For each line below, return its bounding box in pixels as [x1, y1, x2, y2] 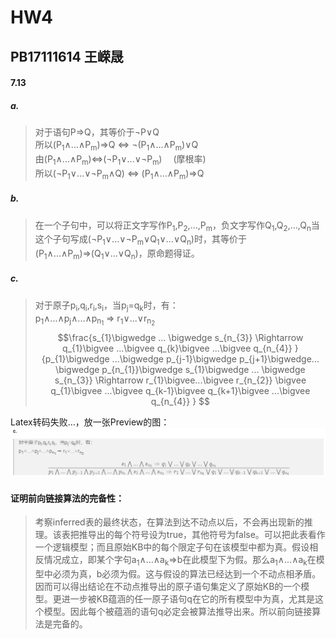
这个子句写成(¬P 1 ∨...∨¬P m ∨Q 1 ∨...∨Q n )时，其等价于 [34, 233, 247, 248]
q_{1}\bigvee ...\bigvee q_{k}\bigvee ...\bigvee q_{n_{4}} [62, 342, 293, 354]
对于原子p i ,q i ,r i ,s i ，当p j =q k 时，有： [34, 299, 179, 313]
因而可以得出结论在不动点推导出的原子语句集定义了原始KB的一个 [34, 581, 302, 593]
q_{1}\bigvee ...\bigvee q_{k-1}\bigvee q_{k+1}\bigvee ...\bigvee [50, 384, 311, 396]
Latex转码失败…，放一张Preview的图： [10, 416, 170, 428]
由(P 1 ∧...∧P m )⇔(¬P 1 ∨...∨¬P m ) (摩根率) [34, 152, 207, 167]
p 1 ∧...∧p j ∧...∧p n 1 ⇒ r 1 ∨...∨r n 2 [34, 312, 156, 328]
